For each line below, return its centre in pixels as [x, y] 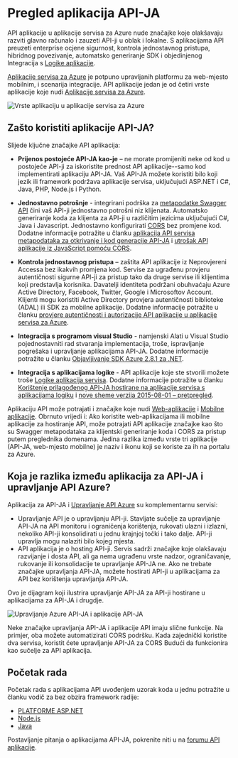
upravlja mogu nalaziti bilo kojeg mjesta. [76, 541]
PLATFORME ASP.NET [50, 711]
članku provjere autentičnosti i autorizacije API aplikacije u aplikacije [117, 315]
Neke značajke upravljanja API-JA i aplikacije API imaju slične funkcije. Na [115, 627]
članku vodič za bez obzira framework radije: [73, 697]
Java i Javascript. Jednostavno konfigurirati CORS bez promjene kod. [119, 225]
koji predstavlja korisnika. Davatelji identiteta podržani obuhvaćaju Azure [124, 284]
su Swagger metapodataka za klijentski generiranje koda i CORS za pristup [117, 431]
